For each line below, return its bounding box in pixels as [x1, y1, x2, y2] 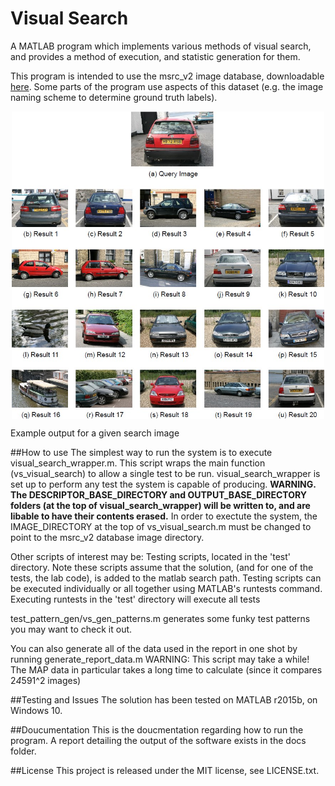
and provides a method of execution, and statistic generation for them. [10, 50, 301, 62]
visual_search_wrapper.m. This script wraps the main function [10, 457, 266, 469]
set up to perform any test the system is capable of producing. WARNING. [10, 478, 317, 490]
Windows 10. [10, 704, 63, 716]
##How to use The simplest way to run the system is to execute [10, 446, 273, 458]
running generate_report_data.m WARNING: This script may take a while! [10, 653, 310, 665]
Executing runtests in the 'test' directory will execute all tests [10, 593, 261, 605]
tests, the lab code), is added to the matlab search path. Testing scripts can [10, 572, 322, 584]
